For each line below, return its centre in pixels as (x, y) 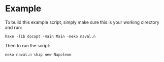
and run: (14, 27)
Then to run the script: (28, 45)
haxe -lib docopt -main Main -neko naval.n (50, 36)
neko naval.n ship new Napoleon (38, 55)
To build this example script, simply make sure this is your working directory (82, 22)
